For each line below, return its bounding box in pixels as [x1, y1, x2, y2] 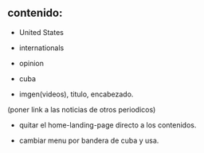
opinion [18, 58, 45, 68]
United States [18, 27, 65, 37]
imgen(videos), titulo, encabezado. [18, 89, 134, 99]
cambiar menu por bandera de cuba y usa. [18, 135, 159, 145]
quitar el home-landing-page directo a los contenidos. [18, 120, 197, 130]
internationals [18, 43, 65, 53]
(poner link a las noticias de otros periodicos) [7, 104, 156, 114]
